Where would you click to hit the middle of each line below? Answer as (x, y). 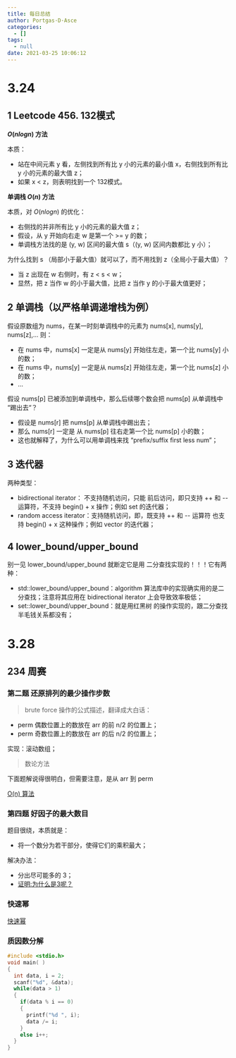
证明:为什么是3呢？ (45, 884)
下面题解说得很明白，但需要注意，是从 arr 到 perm (80, 779)
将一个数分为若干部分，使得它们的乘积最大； (82, 845)
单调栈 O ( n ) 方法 (31, 196)
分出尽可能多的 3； (45, 875)
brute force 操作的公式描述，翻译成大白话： (88, 710)
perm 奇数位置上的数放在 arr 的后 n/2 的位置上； (88, 734)
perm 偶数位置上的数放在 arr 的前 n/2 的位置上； (88, 725)
